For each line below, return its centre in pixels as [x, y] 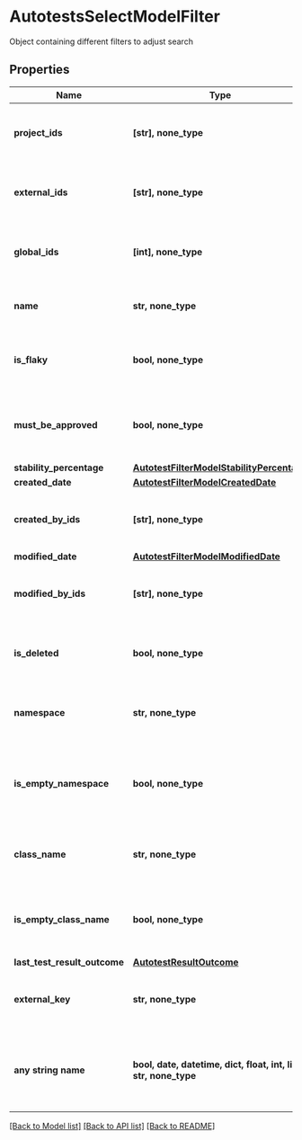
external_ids [41, 192]
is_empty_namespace [62, 783]
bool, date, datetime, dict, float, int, [209, 1064]
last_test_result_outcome [69, 962]
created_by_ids [47, 519]
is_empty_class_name [62, 919]
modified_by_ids [50, 593]
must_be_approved [56, 424]
